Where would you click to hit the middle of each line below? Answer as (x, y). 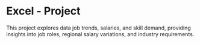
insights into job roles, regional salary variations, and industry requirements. (100, 34)
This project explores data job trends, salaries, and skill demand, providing (98, 28)
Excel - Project (43, 11)
